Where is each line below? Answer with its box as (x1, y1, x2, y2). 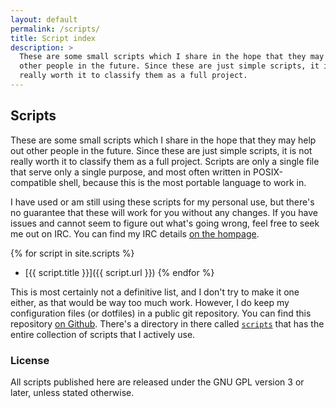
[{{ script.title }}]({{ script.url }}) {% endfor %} (24, 266, 215, 278)
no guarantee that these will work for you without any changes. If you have (10, 206, 318, 218)
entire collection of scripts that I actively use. (10, 328, 196, 340)
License (10, 353, 50, 367)
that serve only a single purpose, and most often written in (10, 166, 252, 178)
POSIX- (253, 166, 283, 178)
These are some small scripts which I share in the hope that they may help (10, 134, 317, 146)
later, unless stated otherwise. (10, 386, 135, 398)
